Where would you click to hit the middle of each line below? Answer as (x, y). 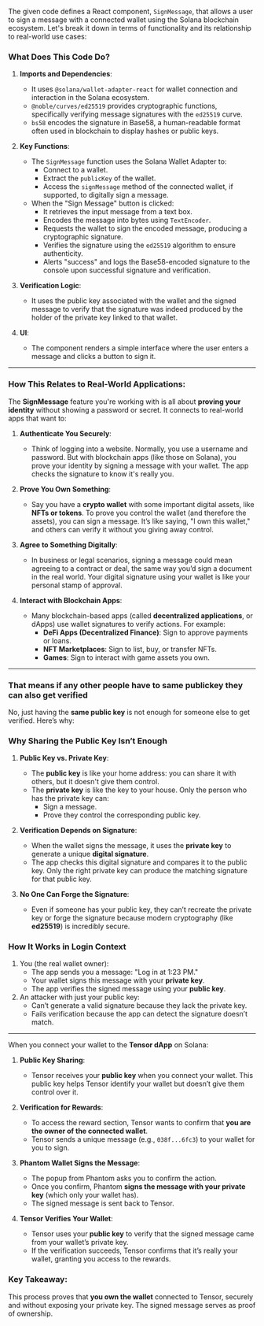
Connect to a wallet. (75, 170)
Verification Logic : (50, 286)
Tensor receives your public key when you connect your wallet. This (142, 1076)
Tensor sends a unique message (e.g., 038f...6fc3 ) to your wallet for (143, 1139)
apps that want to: (37, 418)
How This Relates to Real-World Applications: (97, 384)
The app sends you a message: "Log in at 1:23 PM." (115, 972)
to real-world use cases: (48, 36)
